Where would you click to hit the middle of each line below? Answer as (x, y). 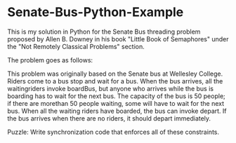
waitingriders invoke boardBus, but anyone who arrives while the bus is (111, 88)
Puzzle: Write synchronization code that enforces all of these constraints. (113, 132)
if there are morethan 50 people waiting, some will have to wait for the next (116, 103)
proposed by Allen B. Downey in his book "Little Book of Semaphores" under (118, 39)
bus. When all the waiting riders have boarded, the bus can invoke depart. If (117, 111)
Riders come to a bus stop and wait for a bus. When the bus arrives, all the (115, 81)
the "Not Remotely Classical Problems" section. (76, 46)
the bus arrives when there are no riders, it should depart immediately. (109, 118)
